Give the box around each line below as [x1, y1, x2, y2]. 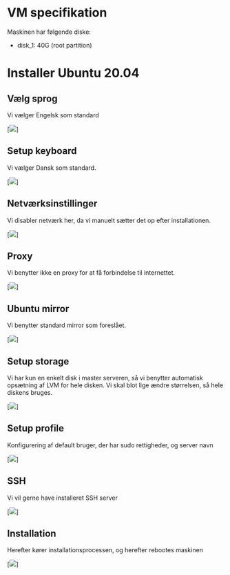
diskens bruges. [7, 389, 53, 396]
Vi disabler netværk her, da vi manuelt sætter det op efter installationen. [7, 216, 211, 224]
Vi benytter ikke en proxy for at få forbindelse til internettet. [7, 269, 176, 277]
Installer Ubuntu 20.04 [7, 66, 140, 81]
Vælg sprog [7, 92, 58, 104]
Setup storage [7, 355, 70, 367]
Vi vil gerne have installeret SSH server [7, 494, 118, 502]
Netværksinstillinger [7, 198, 98, 210]
